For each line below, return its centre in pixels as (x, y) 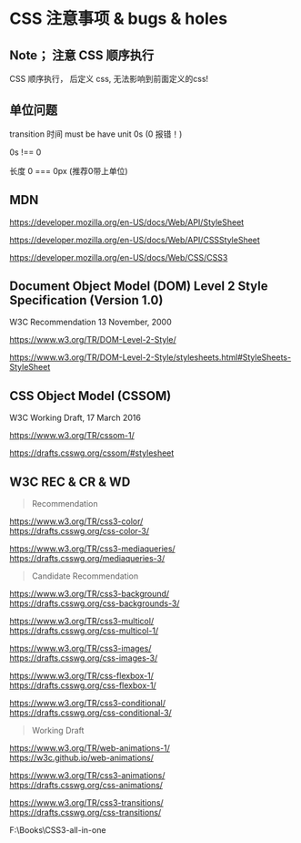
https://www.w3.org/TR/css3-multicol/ (82, 622)
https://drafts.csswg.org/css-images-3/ (84, 658)
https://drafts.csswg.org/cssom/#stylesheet (92, 453)
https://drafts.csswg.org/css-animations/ (86, 786)
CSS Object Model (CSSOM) (90, 396)
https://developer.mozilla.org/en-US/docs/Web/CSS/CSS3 (119, 257)
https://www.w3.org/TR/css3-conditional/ (88, 704)
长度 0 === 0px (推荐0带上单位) (69, 170)
